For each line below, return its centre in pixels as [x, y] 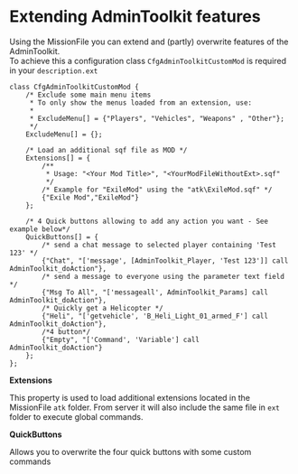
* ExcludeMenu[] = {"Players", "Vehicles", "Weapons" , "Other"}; [157, 118]
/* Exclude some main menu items [88, 95]
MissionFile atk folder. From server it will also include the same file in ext [144, 407]
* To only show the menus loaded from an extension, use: [141, 102]
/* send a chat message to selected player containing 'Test [159, 245]
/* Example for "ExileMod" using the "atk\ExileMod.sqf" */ [157, 190]
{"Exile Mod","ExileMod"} [91, 197]
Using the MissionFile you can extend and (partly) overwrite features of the [149, 42]
